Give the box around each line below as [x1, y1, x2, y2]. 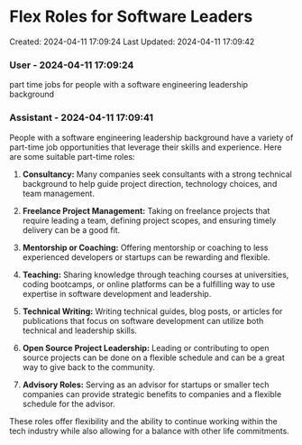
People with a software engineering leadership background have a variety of [9, 132, 294, 143]
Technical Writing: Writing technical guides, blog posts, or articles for [22, 305, 283, 317]
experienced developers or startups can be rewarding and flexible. [22, 251, 270, 263]
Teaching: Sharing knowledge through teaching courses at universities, [22, 269, 289, 280]
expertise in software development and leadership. [22, 288, 212, 299]
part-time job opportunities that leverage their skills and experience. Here [9, 142, 282, 153]
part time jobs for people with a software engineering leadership [9, 79, 249, 90]
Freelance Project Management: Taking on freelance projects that [22, 205, 270, 216]
